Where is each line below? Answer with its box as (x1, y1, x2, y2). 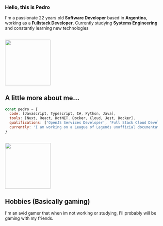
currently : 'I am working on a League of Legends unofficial (9, 125, 136, 130)
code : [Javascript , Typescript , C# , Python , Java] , (9, 111, 116, 116)
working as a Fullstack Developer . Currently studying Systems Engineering (5, 20, 158, 26)
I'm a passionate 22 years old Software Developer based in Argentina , (5, 15, 147, 21)
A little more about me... (5, 94, 80, 102)
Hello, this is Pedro (5, 4, 50, 11)
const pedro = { (5, 106, 38, 112)
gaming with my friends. (5, 215, 53, 221)
